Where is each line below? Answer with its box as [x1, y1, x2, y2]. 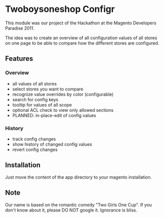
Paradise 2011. [5, 25, 35, 31]
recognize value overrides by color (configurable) [12, 91, 114, 97]
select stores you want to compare [12, 86, 83, 92]
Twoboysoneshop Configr [5, 3, 115, 15]
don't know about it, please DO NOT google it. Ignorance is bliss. [5, 207, 137, 213]
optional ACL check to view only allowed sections [12, 107, 114, 113]
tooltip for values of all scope [12, 102, 72, 108]
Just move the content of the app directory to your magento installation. [5, 174, 152, 180]
